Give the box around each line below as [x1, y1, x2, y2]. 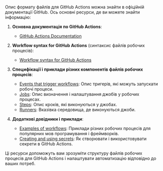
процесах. [19, 96, 41, 102]
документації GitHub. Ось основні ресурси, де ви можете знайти [5, 9, 140, 15]
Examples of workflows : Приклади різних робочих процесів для [19, 125, 151, 131]
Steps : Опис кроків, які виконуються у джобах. [19, 102, 117, 107]
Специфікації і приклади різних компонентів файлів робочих [12, 66, 144, 72]
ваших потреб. [5, 161, 36, 166]
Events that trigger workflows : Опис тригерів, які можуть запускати [19, 81, 158, 87]
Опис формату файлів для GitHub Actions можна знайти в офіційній [5, 4, 145, 10]
